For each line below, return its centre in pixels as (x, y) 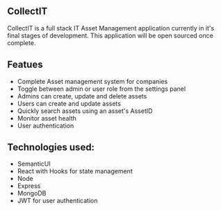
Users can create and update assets (69, 103)
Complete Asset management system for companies (92, 81)
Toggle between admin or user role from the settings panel (101, 89)
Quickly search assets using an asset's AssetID (85, 111)
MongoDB (32, 193)
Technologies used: (51, 147)
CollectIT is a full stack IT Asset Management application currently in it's (111, 28)
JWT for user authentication (58, 201)
